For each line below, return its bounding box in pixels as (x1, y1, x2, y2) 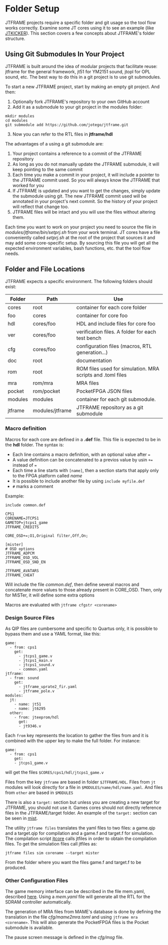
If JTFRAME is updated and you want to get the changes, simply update (12, 187, 160, 193)
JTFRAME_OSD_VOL (5, 555, 39, 560)
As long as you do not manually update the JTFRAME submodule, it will (12, 161, 159, 167)
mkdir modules (5, 113, 35, 118)
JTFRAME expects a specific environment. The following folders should (5, 278, 152, 284)
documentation (76, 357, 112, 364)
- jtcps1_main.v (18, 658, 52, 663)
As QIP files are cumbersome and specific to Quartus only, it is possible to (5, 625, 158, 631)
